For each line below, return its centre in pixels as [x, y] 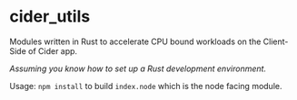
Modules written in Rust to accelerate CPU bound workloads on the [135, 41]
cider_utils [50, 17]
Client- [276, 41]
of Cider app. [53, 50]
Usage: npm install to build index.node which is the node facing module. [146, 86]
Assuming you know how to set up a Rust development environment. [138, 68]
